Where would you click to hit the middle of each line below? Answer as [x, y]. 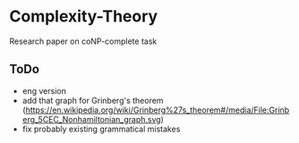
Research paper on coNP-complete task [83, 41]
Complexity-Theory [84, 17]
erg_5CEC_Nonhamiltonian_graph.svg [91, 119]
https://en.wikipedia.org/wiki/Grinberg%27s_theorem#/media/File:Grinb [158, 110]
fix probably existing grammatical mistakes [101, 129]
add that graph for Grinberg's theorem [93, 100]
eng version [44, 90]
